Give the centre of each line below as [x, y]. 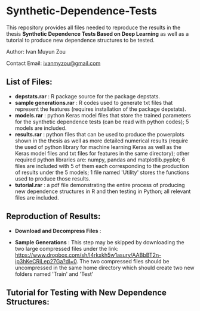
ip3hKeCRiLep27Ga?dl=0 [46, 261]
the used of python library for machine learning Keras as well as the [98, 147]
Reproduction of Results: [53, 217]
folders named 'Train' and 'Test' [54, 274]
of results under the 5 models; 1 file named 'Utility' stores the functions [102, 172]
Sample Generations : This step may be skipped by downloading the [99, 242]
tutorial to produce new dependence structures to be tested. [81, 40]
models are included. [41, 128]
